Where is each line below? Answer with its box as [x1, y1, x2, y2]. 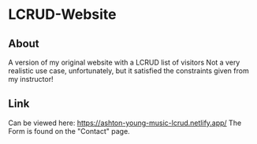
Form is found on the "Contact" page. [8, 126, 130, 135]
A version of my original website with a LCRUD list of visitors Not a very [8, 57, 240, 67]
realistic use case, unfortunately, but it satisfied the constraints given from [8, 66, 250, 76]
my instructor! [8, 75, 54, 83]
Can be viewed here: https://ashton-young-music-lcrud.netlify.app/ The [8, 118, 242, 127]
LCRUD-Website [8, 6, 117, 24]
